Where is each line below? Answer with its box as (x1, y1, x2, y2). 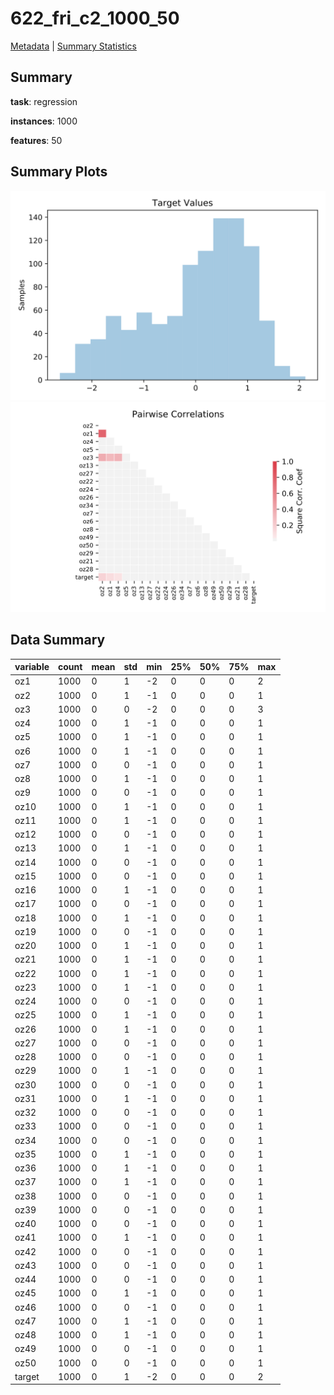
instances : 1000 (10, 115, 78, 127)
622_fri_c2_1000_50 (10, 7, 180, 30)
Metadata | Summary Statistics (10, 40, 137, 52)
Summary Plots (10, 163, 108, 181)
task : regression (10, 95, 78, 107)
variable (14, 661, 50, 673)
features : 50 (10, 134, 63, 146)
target (14, 1370, 40, 1382)
